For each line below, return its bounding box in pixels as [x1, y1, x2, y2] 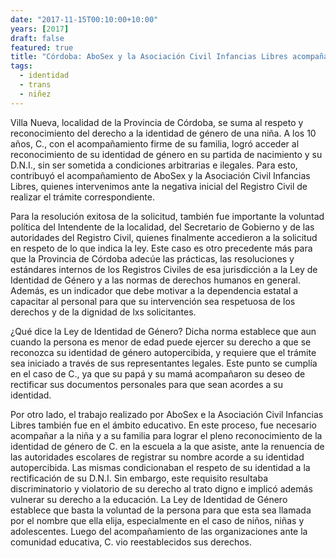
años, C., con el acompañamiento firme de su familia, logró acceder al [10, 137, 300, 150]
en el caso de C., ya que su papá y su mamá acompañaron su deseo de [10, 367, 306, 380]
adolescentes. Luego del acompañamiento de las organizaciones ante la [10, 525, 308, 537]
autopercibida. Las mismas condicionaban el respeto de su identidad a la [10, 461, 311, 473]
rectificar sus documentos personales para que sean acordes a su [10, 378, 284, 390]
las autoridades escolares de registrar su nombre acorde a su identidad [10, 451, 305, 463]
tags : [10, 61, 33, 71]
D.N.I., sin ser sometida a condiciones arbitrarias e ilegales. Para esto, [10, 159, 298, 171]
